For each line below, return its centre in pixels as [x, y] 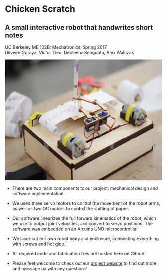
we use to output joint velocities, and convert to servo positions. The [83, 223]
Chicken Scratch [40, 9]
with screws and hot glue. [39, 244]
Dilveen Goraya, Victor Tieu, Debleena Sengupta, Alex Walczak [70, 53]
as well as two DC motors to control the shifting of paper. [71, 208]
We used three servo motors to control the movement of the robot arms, [86, 203]
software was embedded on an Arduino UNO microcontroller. [75, 229]
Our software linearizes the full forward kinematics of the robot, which [84, 218]
